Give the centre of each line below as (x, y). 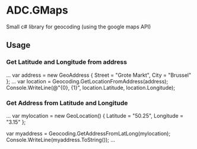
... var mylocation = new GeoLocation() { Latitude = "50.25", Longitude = (95, 115)
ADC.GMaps (37, 10)
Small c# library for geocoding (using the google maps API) (79, 27)
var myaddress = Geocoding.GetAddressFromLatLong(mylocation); (88, 133)
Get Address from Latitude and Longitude (67, 103)
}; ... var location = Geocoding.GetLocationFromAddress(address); (87, 81)
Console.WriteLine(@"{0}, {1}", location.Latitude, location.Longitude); (91, 88)
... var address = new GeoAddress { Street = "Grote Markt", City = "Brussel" (99, 75)
